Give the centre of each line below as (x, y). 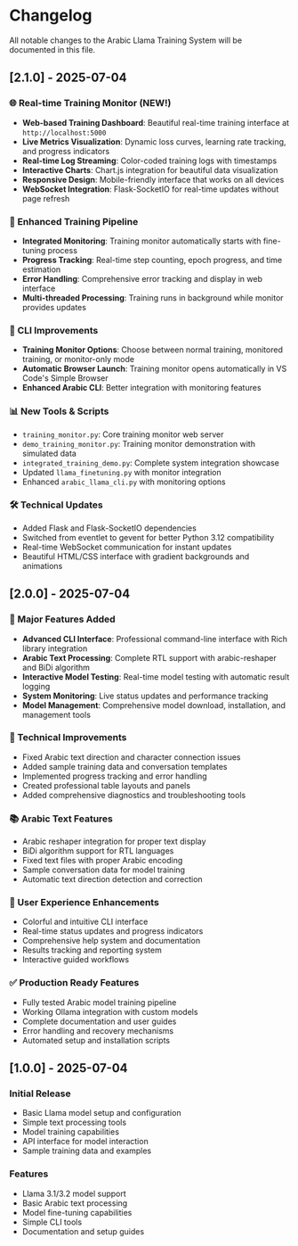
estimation (41, 269)
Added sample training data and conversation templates (125, 766)
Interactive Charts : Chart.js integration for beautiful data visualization (150, 169)
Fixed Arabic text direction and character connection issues (131, 757)
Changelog (51, 16)
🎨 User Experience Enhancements (85, 903)
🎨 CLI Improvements (54, 330)
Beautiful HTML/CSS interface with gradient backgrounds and (136, 556)
